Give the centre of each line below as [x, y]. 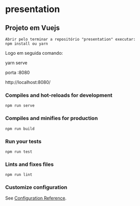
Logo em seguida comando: [34, 53]
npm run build [20, 129]
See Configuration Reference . [36, 198]
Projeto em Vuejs [33, 28]
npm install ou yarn [27, 44]
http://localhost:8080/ [28, 82]
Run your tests [23, 141]
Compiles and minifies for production [51, 118]
